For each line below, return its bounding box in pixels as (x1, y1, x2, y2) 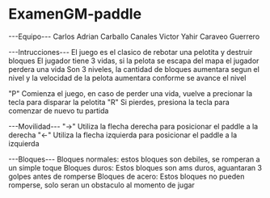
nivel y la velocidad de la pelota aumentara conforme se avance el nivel (8, 73, 247, 82)
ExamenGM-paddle (8, 5, 142, 23)
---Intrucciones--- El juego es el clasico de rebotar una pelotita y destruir (8, 47, 253, 57)
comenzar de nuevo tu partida (8, 106, 109, 116)
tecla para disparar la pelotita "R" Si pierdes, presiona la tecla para (8, 97, 230, 107)
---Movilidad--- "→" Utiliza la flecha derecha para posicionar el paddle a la (8, 121, 259, 131)
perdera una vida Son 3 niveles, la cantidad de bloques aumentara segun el (8, 64, 260, 74)
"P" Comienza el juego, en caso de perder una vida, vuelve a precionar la (8, 88, 253, 98)
